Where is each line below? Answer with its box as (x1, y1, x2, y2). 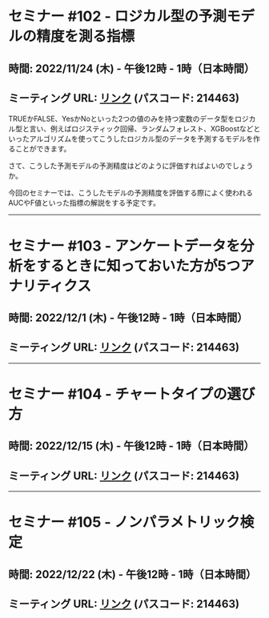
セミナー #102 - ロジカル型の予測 (8, 7, 227, 26)
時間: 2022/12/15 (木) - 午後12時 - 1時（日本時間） (8, 439, 255, 453)
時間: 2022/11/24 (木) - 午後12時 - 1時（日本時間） (8, 62, 255, 75)
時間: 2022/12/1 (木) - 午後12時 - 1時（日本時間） (8, 311, 248, 324)
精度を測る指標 (36, 27, 135, 46)
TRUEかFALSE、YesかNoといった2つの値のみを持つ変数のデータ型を (8, 114, 235, 124)
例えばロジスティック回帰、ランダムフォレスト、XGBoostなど (50, 124, 254, 134)
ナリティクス (8, 277, 92, 295)
